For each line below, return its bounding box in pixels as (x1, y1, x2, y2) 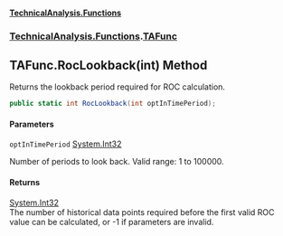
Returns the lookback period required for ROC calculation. (9, 81, 226, 92)
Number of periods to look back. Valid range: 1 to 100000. (9, 156, 224, 167)
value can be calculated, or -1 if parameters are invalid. (9, 216, 214, 227)
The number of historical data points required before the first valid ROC (9, 206, 275, 217)
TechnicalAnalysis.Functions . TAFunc (9, 30, 178, 42)
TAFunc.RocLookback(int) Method (9, 57, 208, 72)
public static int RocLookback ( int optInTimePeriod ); (9, 99, 217, 109)
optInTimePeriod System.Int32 (9, 138, 122, 149)
